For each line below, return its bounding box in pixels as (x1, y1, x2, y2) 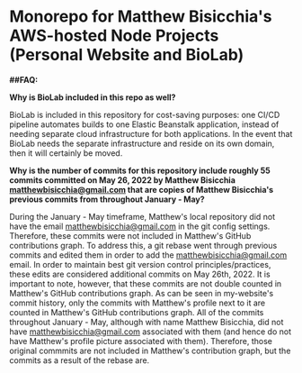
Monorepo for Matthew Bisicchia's (9, 6, 272, 27)
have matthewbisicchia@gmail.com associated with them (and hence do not (9, 326, 292, 337)
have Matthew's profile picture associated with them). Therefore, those (9, 335, 272, 346)
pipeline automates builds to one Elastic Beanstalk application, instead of (9, 119, 280, 130)
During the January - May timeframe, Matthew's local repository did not (9, 211, 276, 222)
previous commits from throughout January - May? (9, 194, 205, 205)
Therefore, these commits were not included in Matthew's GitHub (9, 230, 252, 241)
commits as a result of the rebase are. (9, 354, 150, 366)
